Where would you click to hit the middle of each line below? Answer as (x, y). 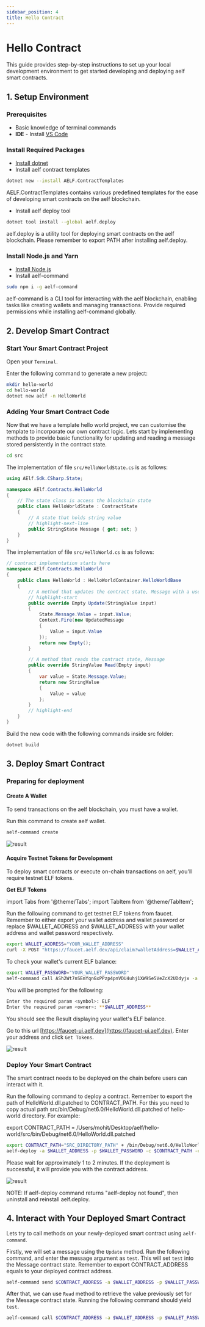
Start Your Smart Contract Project (57, 348)
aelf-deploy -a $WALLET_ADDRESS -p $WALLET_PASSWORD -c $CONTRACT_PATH (99, 1151)
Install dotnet (32, 163)
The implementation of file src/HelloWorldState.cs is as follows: (87, 467)
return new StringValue (69, 682)
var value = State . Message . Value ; (83, 677)
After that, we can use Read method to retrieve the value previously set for (99, 1294)
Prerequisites (27, 114)
